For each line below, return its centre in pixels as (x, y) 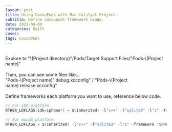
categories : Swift (25, 29)
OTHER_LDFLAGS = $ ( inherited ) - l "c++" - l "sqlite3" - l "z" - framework (80, 124)
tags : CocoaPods (23, 39)
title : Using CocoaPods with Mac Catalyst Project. (61, 15)
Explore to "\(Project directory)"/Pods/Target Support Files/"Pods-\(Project (84, 58)
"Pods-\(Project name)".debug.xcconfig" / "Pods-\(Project (67, 80)
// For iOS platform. (28, 105)
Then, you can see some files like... (42, 74)
